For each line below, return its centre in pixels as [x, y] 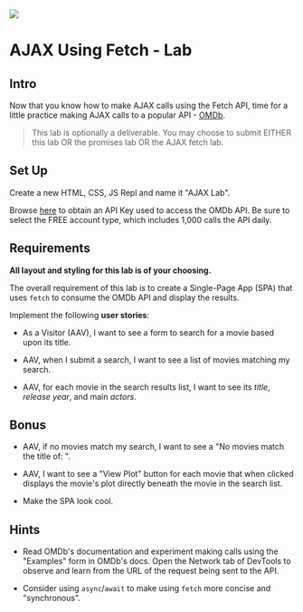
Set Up [28, 171]
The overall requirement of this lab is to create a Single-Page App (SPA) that [151, 287]
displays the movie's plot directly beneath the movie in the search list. [152, 483]
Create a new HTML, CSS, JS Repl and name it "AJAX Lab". [120, 192]
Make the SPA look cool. [68, 501]
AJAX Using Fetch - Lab [101, 50]
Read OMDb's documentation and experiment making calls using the [150, 551]
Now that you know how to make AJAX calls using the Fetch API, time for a [149, 105]
